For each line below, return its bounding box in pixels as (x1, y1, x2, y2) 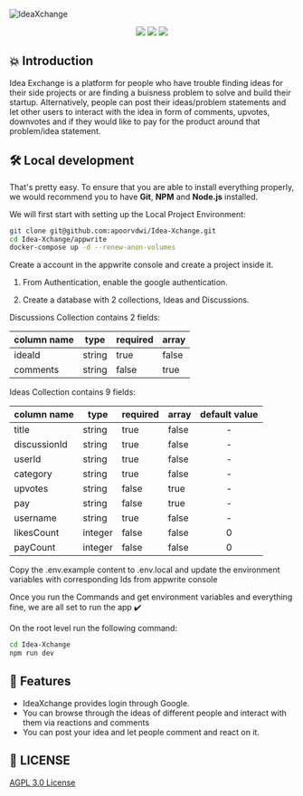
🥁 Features (9, 674, 71, 689)
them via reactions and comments (22, 716, 150, 728)
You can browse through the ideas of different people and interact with (22, 707, 288, 718)
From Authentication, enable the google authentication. (22, 277, 228, 288)
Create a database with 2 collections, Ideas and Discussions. (22, 294, 250, 305)
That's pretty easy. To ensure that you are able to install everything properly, (9, 181, 295, 192)
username (14, 512, 57, 524)
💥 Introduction (9, 53, 94, 69)
